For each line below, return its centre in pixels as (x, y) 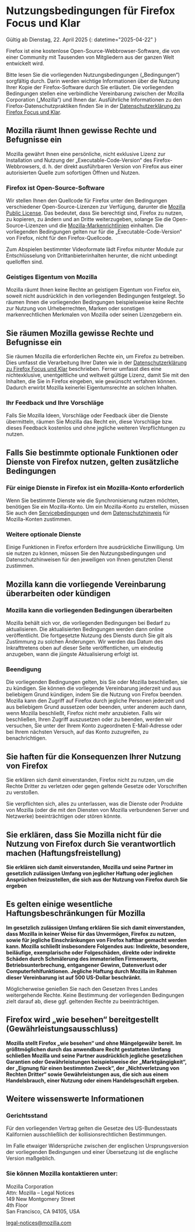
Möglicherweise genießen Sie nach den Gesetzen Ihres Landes (82, 989)
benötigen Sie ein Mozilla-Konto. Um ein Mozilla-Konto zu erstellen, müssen (97, 507)
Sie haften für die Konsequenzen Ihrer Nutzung (93, 757)
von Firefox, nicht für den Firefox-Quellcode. (60, 238)
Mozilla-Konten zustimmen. (39, 519)
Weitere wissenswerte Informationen (75, 1099)
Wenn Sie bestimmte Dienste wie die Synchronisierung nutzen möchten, (93, 500)
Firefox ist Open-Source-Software (55, 188)
